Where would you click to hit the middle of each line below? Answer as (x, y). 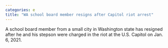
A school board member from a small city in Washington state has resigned (84, 29)
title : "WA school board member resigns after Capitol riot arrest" (79, 15)
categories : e (20, 10)
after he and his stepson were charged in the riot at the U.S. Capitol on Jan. (84, 34)
